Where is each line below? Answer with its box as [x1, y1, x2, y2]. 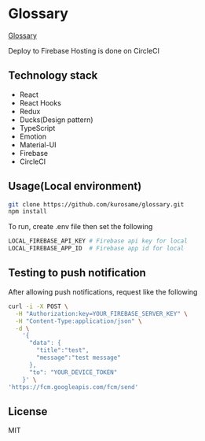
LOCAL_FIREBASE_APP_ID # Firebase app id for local [8, 245, 185, 253]
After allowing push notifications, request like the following [8, 287, 198, 296]
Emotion [19, 132, 47, 141]
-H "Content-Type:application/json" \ [15, 317, 143, 325]
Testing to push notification [8, 266, 147, 280]
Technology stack [8, 69, 98, 83]
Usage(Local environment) [8, 180, 142, 193]
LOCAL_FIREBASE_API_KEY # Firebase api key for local [8, 237, 189, 245]
